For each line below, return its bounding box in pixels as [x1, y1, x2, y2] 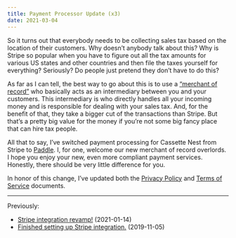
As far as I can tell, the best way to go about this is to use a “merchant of [7, 79, 218, 88]
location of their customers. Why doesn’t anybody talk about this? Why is [7, 44, 219, 52]
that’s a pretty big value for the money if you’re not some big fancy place [7, 117, 218, 125]
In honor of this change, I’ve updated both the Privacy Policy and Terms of [7, 173, 223, 183]
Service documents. [7, 181, 65, 190]
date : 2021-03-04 [7, 17, 58, 24]
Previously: [7, 201, 40, 210]
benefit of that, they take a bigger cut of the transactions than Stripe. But [7, 110, 218, 118]
